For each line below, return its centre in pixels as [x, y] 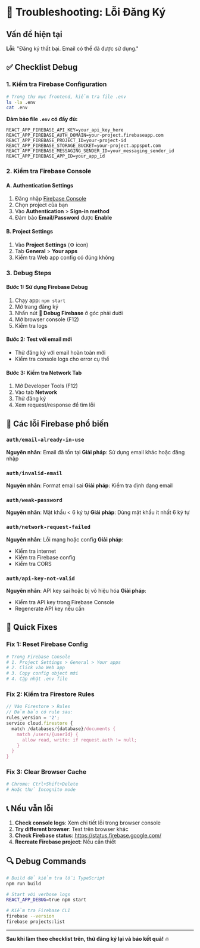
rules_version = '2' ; [33, 718]
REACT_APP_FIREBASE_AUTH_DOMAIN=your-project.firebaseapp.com [85, 136]
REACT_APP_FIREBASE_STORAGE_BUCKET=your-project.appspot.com [84, 146]
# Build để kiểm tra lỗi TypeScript [56, 878]
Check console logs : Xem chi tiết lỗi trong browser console [88, 823]
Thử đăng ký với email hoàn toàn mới [60, 352]
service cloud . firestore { [40, 724]
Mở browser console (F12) [47, 319]
